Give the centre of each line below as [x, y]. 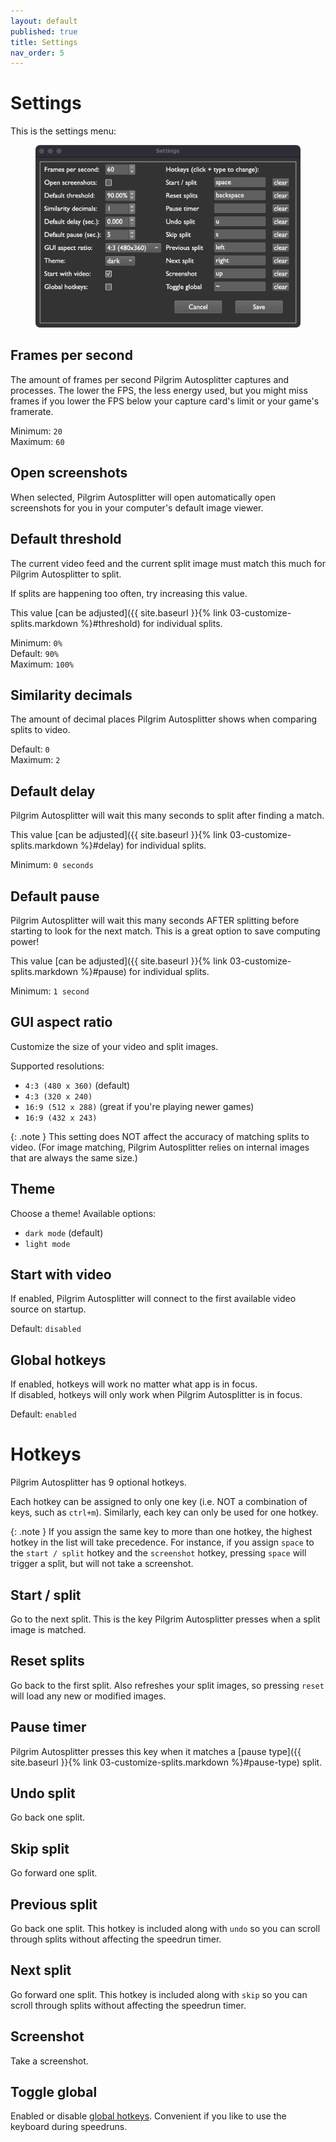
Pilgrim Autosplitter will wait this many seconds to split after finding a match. [167, 816]
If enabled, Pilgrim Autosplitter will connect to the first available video [153, 1299]
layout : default [44, 21]
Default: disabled [46, 1329]
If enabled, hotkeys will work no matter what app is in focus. [134, 1384]
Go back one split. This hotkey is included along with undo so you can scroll [165, 1929]
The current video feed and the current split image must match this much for [168, 563]
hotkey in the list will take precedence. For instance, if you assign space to [162, 1542]
